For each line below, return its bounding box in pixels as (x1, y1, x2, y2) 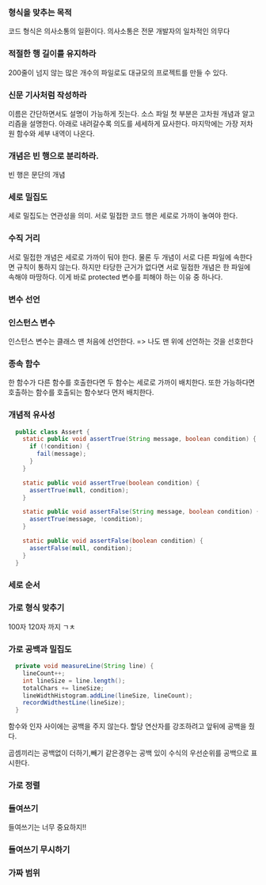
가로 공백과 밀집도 (8, 644, 73, 655)
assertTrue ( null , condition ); (28, 486, 129, 494)
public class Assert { (15, 427, 90, 436)
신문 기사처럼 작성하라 (8, 89, 87, 101)
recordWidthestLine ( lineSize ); (22, 699, 126, 707)
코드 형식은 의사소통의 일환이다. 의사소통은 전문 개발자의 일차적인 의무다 (8, 26, 230, 36)
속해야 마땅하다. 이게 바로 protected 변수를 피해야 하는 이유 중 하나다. (8, 272, 223, 282)
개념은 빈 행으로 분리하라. (8, 150, 99, 161)
